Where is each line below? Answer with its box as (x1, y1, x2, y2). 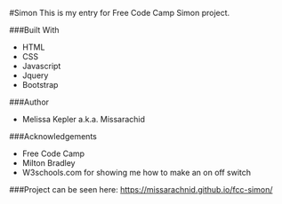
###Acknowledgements (9, 131, 98, 141)
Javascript (21, 61, 61, 71)
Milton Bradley (21, 158, 76, 168)
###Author (9, 97, 50, 107)
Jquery (21, 70, 49, 81)
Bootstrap (21, 80, 59, 90)
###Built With (9, 25, 60, 35)
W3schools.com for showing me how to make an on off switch (21, 168, 252, 177)
